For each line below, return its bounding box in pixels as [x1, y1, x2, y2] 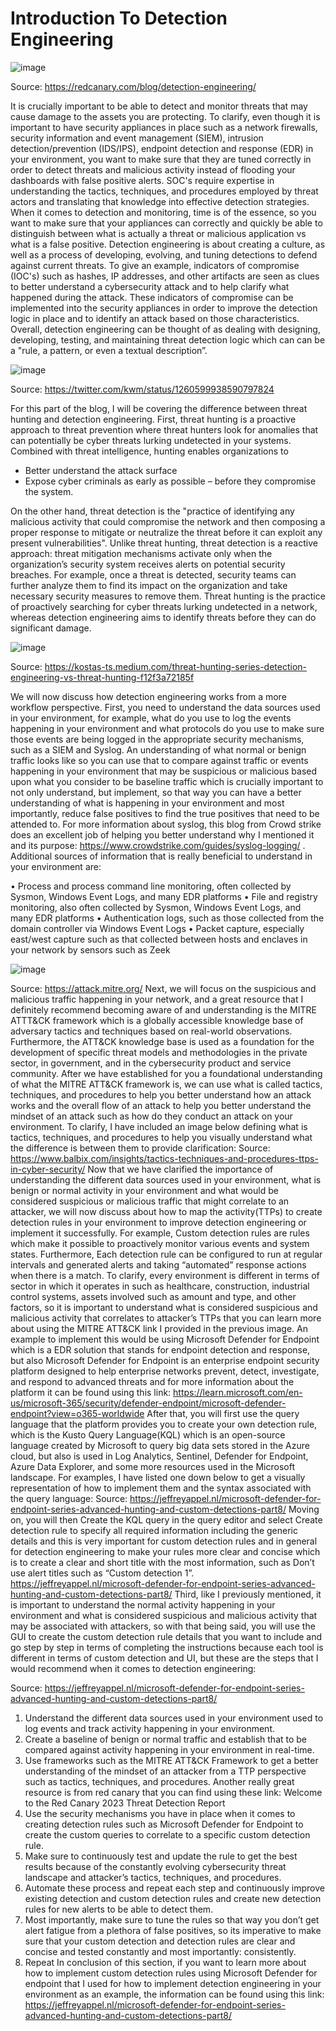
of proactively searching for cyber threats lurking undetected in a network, [10, 600, 318, 612]
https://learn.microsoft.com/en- [173, 1386, 303, 1398]
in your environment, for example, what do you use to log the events [10, 712, 292, 724]
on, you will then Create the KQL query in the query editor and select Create [10, 1513, 323, 1526]
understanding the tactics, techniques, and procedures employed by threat [10, 185, 319, 197]
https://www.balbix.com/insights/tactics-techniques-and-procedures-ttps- [10, 1152, 319, 1164]
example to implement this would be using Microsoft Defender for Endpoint [10, 1333, 320, 1345]
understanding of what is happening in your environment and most [10, 797, 285, 809]
